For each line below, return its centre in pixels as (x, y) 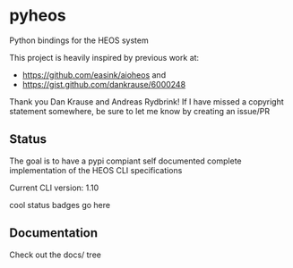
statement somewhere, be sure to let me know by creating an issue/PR (140, 111)
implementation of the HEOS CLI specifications (96, 170)
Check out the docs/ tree (55, 255)
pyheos (38, 16)
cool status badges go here (60, 205)
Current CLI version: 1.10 (54, 188)
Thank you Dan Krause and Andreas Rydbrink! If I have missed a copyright (146, 101)
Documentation (54, 233)
